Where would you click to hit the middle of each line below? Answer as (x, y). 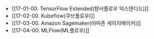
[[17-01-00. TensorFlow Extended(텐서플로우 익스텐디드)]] (80, 8)
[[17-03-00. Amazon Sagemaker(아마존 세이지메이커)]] (76, 23)
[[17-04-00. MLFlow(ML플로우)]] (50, 30)
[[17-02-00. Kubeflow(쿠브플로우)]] (53, 16)
